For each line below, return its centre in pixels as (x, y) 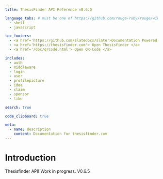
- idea (16, 85)
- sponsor (19, 94)
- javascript (23, 27)
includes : (15, 58)
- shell (17, 23)
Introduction (31, 158)
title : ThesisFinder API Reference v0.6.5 (49, 9)
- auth (16, 63)
